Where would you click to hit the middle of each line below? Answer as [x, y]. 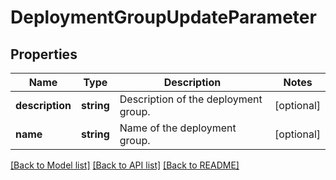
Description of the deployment [191, 99]
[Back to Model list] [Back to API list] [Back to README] [125, 165]
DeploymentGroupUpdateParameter [163, 17]
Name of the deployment [178, 128]
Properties [44, 54]
